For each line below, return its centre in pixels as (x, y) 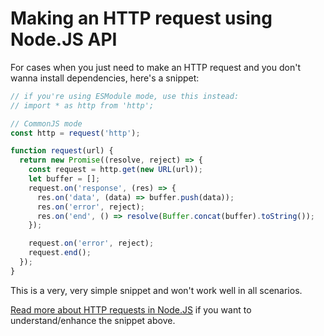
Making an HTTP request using (141, 18)
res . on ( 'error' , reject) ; (90, 207)
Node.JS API (64, 39)
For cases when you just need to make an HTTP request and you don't (155, 67)
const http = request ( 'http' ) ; (75, 133)
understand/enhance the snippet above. (93, 320)
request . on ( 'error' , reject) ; (91, 243)
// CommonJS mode (46, 123)
